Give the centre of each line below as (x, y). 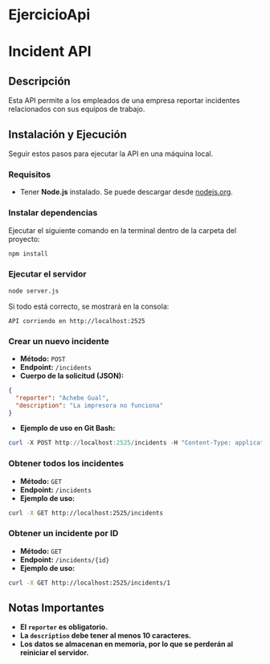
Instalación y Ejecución (67, 134)
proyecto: (24, 239)
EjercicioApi (49, 15)
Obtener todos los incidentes (66, 464)
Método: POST (43, 359)
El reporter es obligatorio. (64, 627)
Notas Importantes (56, 608)
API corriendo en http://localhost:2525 (77, 321)
